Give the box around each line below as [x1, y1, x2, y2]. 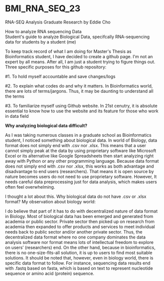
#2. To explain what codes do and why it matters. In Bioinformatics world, [5, 83, 153, 88]
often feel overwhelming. [5, 184, 55, 190]
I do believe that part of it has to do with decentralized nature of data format [5, 208, 158, 214]
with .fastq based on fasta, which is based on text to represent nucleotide [5, 265, 153, 271]
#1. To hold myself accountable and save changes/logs [5, 73, 116, 79]
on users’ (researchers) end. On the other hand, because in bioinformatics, [5, 244, 156, 250]
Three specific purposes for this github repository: [5, 64, 106, 70]
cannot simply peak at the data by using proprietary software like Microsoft [5, 148, 156, 153]
